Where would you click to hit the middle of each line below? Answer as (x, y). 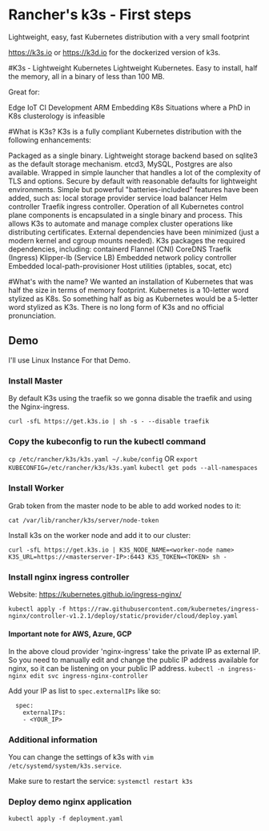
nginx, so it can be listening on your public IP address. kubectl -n (116, 668)
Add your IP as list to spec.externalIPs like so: (85, 691)
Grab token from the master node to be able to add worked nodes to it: (125, 505)
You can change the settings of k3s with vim (81, 757)
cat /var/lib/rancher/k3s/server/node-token (84, 520)
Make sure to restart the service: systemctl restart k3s (101, 781)
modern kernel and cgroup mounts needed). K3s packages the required (127, 240)
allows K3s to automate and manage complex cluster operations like (121, 223)
